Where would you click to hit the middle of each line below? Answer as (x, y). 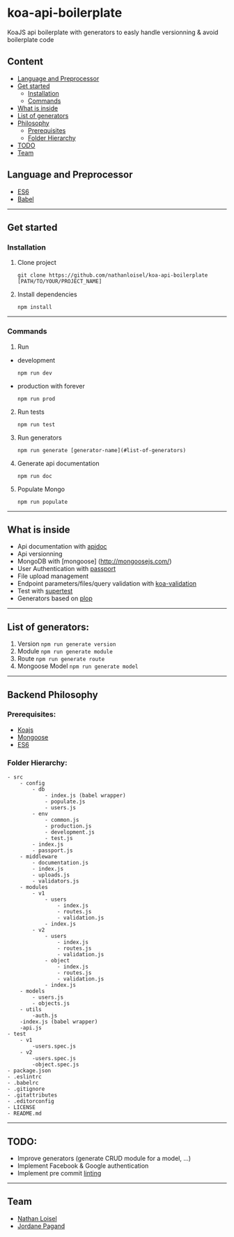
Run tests (31, 412)
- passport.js (53, 851)
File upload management (53, 576)
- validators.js (56, 881)
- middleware (39, 857)
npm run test (36, 424)
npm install (34, 308)
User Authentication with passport (67, 569)
